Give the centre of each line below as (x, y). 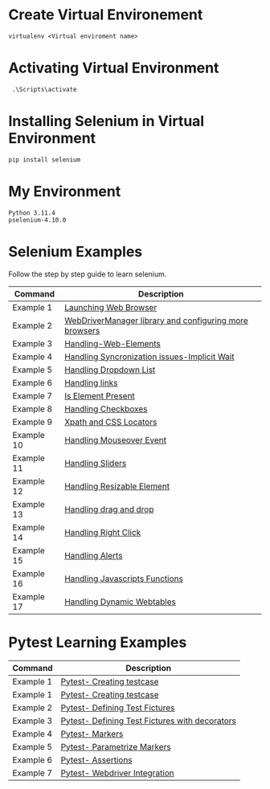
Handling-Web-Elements (112, 343)
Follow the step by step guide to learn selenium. (88, 274)
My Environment (65, 191)
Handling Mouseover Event (115, 439)
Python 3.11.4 (32, 213)
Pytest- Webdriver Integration (117, 773)
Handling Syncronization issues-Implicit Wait (149, 357)
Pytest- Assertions (96, 759)
